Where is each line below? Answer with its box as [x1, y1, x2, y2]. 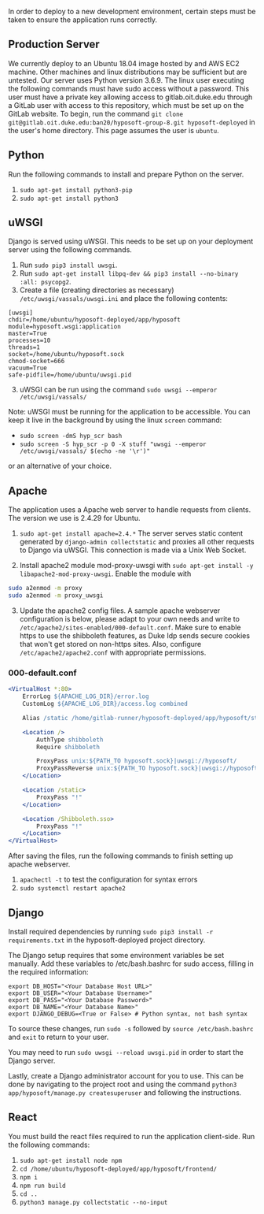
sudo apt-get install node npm [19, 1156, 123, 1164]
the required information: [8, 967, 89, 976]
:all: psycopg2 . [19, 277, 72, 287]
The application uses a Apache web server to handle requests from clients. [8, 505, 251, 514]
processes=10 [8, 336, 51, 345]
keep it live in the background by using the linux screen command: [8, 415, 222, 425]
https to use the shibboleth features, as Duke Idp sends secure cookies [19, 631, 250, 640]
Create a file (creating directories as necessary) [19, 285, 174, 295]
